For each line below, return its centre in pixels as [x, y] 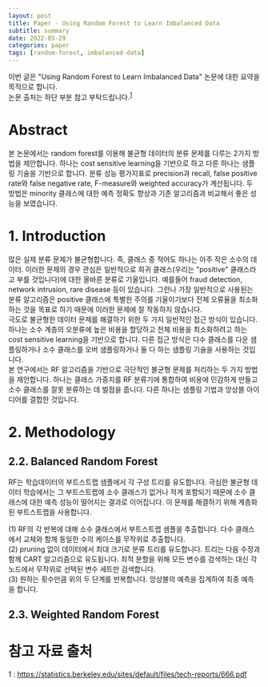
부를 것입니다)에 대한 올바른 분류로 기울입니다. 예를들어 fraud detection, [129, 279]
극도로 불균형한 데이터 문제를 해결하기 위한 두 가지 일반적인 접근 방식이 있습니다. [133, 319]
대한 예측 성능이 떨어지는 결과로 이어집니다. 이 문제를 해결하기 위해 [133, 502]
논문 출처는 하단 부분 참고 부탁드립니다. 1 [70, 96]
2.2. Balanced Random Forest [83, 462]
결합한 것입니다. [54, 399]
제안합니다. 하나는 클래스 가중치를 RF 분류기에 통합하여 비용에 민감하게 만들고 [137, 379]
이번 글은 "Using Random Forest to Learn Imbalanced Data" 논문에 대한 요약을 [134, 76]
